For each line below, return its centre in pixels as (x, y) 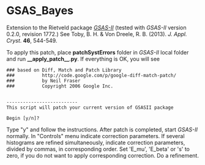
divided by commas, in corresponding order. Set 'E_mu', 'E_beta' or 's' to (98, 149)
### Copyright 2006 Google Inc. (60, 86)
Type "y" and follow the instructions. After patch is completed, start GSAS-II (102, 130)
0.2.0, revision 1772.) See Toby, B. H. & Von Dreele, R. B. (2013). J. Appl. (97, 34)
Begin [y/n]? (23, 118)
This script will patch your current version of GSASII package (90, 108)
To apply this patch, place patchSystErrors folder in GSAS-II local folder (98, 52)
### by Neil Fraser (43, 81)
